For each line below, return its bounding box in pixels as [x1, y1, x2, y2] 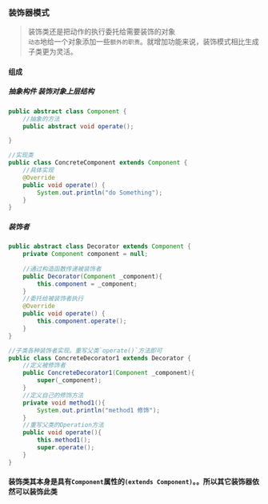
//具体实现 [22, 166, 54, 174]
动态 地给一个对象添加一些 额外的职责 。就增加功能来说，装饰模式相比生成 [27, 37, 260, 47]
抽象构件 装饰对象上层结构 [8, 87, 94, 96]
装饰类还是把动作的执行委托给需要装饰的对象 [27, 26, 176, 37]
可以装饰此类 [14, 487, 58, 497]
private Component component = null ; [22, 250, 149, 258]
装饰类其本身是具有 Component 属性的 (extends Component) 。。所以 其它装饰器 [8, 477, 253, 486]
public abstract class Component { [8, 107, 127, 116]
